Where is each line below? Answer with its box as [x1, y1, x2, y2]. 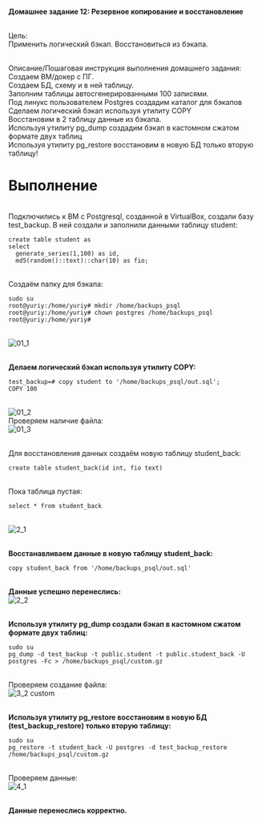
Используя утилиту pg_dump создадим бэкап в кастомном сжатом [8, 123, 240, 132]
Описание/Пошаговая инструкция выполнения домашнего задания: [8, 63, 242, 73]
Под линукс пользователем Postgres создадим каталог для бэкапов [8, 98, 243, 107]
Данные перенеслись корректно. [8, 805, 127, 815]
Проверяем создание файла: [8, 680, 107, 689]
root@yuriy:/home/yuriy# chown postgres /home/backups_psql [8, 309, 214, 317]
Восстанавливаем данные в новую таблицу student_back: [8, 548, 214, 558]
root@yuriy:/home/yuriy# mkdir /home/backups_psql [8, 301, 181, 309]
